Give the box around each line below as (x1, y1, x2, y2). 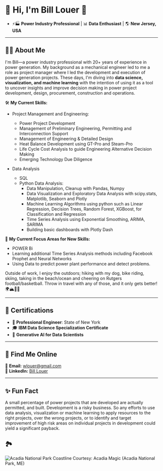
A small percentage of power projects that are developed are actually (5, 400, 144, 406)
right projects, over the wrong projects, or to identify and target (5, 415, 131, 421)
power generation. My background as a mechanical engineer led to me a (5, 64, 150, 70)
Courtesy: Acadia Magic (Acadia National (72, 455, 155, 461)
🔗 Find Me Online (5, 350, 57, 358)
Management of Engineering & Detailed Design (19, 136, 113, 141)
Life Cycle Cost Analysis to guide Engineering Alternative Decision (19, 146, 152, 152)
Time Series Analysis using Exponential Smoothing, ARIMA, (26, 216, 146, 222)
